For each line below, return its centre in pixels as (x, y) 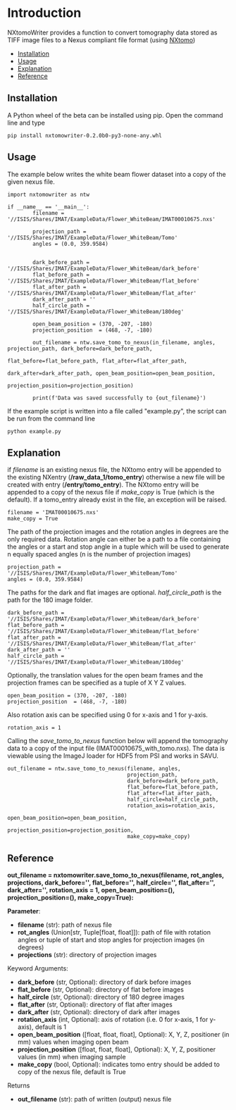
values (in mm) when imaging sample (72, 1057)
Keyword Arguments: (38, 968)
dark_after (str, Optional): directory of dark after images (99, 1012)
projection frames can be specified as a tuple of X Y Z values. (97, 683)
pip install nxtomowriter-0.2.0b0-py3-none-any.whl (85, 135)
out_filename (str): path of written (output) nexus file (94, 1099)
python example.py (34, 431)
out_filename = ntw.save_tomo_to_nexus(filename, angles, (94, 769)
